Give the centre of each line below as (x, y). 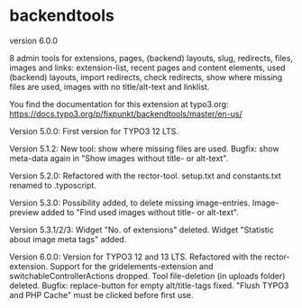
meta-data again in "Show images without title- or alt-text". (119, 158)
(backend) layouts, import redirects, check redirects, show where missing (146, 77)
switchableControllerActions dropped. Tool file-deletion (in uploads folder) (147, 276)
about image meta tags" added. (68, 239)
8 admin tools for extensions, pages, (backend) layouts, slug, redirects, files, (151, 58)
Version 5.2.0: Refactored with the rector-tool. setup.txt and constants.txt (145, 176)
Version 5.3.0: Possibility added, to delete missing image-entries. (130, 203)
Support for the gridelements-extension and (132, 266)
